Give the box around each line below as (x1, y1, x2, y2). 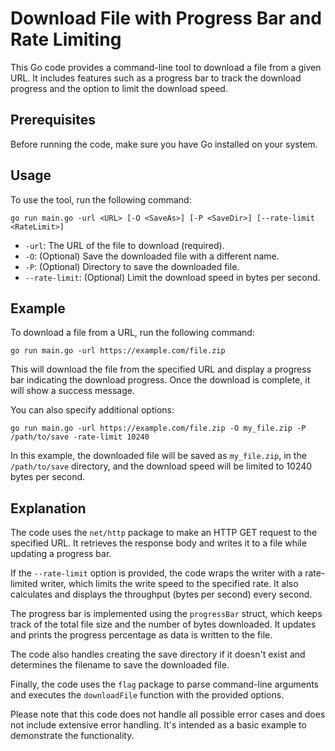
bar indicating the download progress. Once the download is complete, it (10, 374, 311, 386)
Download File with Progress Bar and (10, 7, 322, 30)
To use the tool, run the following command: (10, 193, 192, 206)
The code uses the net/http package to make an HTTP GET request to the (10, 527, 318, 539)
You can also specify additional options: (10, 404, 175, 416)
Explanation (10, 500, 87, 517)
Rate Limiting (10, 28, 122, 51)
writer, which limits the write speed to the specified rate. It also (39, 578, 299, 590)
